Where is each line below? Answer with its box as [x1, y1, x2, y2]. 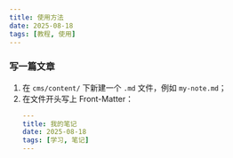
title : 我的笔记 [21, 119, 77, 129]
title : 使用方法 [9, 12, 64, 22]
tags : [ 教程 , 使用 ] [9, 29, 76, 38]
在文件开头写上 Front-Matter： [21, 93, 134, 104]
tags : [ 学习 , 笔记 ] [21, 136, 90, 145]
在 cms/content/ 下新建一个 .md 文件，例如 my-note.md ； [21, 82, 227, 93]
